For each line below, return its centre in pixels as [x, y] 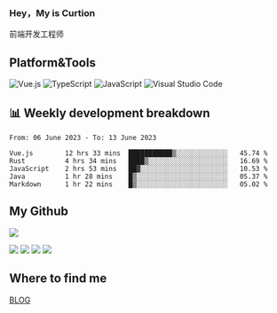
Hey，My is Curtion [52, 12]
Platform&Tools [52, 63]
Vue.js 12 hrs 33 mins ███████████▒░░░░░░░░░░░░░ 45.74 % [138, 153]
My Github [39, 211]
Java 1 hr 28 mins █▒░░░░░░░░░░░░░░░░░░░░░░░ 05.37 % [138, 176]
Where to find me [58, 279]
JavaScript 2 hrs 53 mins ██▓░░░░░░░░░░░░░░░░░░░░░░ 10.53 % [138, 168]
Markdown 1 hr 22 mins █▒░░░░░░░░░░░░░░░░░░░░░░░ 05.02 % [138, 184]
